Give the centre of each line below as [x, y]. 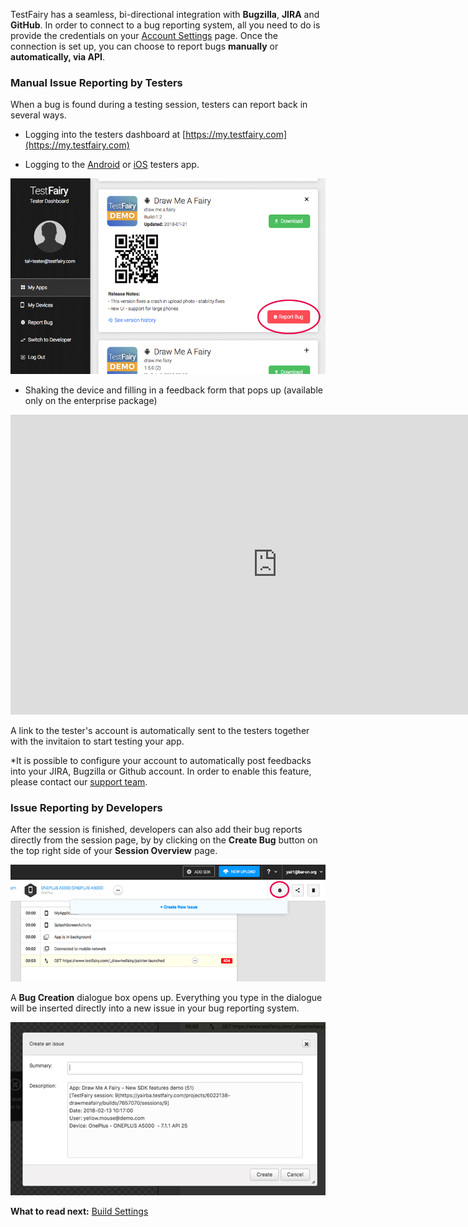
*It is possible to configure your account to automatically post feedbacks [161, 760]
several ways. [38, 115]
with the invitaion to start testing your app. [97, 741]
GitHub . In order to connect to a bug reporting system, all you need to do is [165, 25]
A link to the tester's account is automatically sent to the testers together [160, 730]
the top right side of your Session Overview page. [114, 851]
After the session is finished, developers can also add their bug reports [156, 830]
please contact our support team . [79, 781]
